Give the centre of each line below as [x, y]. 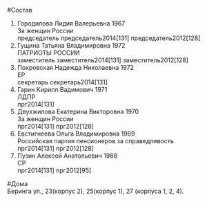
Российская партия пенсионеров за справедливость [96, 141]
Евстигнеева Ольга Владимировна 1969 [76, 134]
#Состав [20, 10]
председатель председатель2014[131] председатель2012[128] [109, 38]
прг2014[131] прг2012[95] [54, 170]
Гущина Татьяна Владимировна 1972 [71, 45]
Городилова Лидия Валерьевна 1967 [71, 23]
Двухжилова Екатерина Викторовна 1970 [78, 111]
